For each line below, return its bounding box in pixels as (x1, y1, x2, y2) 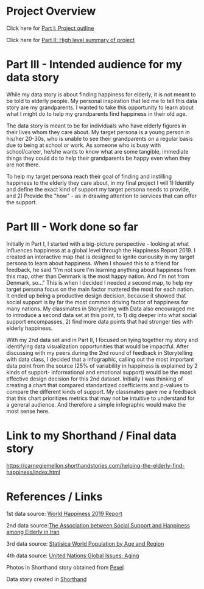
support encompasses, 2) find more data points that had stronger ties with (6, 318, 193, 325)
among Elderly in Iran (6, 528, 60, 535)
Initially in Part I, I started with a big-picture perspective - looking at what (6, 240, 189, 248)
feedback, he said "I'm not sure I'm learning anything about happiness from (6, 266, 196, 273)
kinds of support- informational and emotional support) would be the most (6, 368, 193, 376)
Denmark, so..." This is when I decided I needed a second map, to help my (6, 279, 193, 286)
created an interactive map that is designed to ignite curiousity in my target (6, 253, 195, 260)
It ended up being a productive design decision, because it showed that (6, 291, 186, 299)
